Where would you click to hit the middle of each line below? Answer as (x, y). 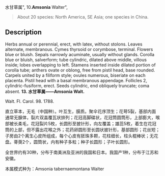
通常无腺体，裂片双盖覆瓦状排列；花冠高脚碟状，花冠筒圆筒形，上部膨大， (80, 117)
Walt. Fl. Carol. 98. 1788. (30, 101)
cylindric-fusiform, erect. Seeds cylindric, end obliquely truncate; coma (77, 86)
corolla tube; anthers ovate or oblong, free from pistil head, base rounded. (80, 70)
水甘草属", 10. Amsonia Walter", (36, 7)
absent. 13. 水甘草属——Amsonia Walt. (45, 91)
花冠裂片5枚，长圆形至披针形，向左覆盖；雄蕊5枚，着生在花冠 (94, 123)
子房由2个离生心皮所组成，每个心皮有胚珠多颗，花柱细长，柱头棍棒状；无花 (82, 135)
